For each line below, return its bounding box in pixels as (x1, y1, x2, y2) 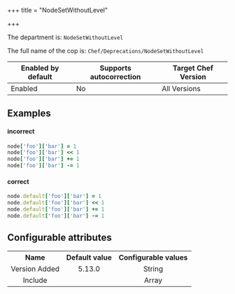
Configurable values (118, 252, 188, 262)
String (143, 264, 164, 274)
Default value (66, 252, 112, 262)
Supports (99, 63, 131, 73)
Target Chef (172, 63, 213, 73)
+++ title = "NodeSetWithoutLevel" (7, 6, 108, 14)
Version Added (10, 264, 59, 274)
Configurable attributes (7, 232, 112, 244)
